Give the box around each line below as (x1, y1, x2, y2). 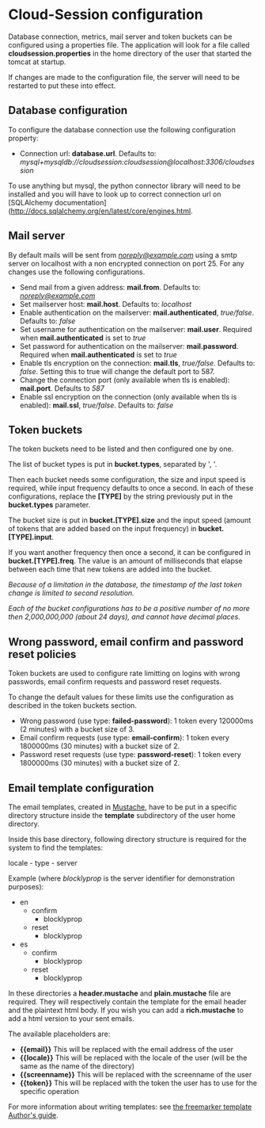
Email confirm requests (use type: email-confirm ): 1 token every (19, 733, 229, 743)
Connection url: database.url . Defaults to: (19, 148, 157, 158)
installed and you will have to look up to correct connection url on (8, 189, 221, 199)
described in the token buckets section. (8, 701, 137, 710)
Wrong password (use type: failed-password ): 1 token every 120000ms (19, 716, 254, 726)
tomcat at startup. (8, 57, 66, 67)
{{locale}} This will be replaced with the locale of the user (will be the (19, 1053, 248, 1062)
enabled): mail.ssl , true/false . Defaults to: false (19, 400, 174, 410)
